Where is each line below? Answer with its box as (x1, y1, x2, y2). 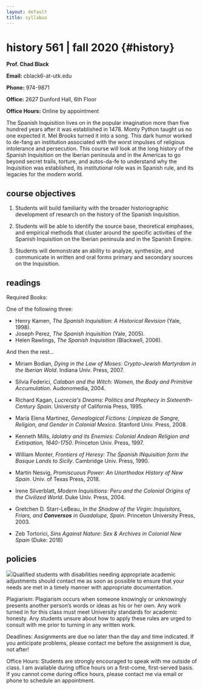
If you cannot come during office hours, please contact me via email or (6, 670, 184, 677)
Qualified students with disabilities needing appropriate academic (12, 571, 176, 578)
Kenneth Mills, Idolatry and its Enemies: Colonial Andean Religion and (15, 433, 190, 440)
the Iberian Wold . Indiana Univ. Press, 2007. (15, 367, 124, 374)
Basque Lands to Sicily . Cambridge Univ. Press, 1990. (15, 457, 150, 465)
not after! (6, 646, 29, 653)
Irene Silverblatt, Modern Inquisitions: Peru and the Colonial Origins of (15, 487, 191, 494)
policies (6, 554, 37, 564)
